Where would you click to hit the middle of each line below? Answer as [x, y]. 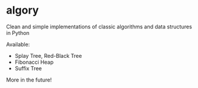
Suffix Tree [28, 68]
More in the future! [29, 80]
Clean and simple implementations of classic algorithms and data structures [99, 27]
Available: [18, 44]
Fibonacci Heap [34, 62]
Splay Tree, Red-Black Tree [48, 56]
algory [23, 10]
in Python [18, 32]
